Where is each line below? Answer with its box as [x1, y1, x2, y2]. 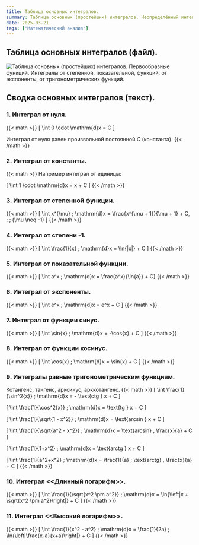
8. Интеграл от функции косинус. [6, 344, 108, 353]
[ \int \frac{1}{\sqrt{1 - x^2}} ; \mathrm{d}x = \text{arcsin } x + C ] [6, 416, 165, 423]
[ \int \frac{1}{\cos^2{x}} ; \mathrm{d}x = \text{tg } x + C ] [6, 404, 147, 411]
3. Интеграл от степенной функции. [6, 197, 115, 205]
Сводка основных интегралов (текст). [6, 93, 155, 103]
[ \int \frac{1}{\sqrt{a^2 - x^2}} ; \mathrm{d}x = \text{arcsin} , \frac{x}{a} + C [6, 427, 192, 434]
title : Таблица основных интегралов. [6, 8, 99, 15]
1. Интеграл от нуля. [6, 110, 67, 119]
